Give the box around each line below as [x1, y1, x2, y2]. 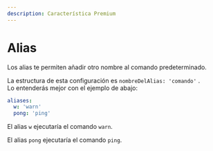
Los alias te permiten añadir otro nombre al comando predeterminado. [7, 63, 207, 71]
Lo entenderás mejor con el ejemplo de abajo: [7, 84, 138, 92]
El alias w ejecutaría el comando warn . [7, 123, 113, 131]
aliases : [7, 97, 33, 104]
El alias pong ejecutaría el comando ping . [7, 136, 122, 144]
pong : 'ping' [13, 110, 51, 117]
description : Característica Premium [7, 10, 116, 17]
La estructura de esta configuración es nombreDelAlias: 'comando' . [7, 76, 201, 85]
